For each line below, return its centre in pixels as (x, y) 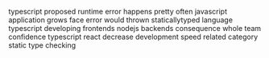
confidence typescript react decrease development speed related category (133, 37)
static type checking (42, 45)
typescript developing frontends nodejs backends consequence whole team (135, 28)
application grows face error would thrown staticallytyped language (121, 20)
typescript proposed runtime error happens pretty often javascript (118, 12)
